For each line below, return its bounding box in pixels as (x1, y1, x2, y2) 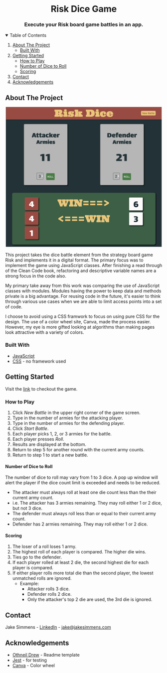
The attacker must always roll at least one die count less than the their (12, 489, 157, 496)
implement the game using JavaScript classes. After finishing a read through (5, 262, 163, 268)
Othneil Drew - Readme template (12, 652, 80, 658)
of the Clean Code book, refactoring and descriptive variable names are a (5, 268, 157, 273)
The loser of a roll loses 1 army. (12, 543, 77, 549)
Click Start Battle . (12, 425, 49, 431)
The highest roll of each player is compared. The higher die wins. (12, 549, 147, 555)
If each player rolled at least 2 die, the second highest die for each (12, 559, 149, 565)
